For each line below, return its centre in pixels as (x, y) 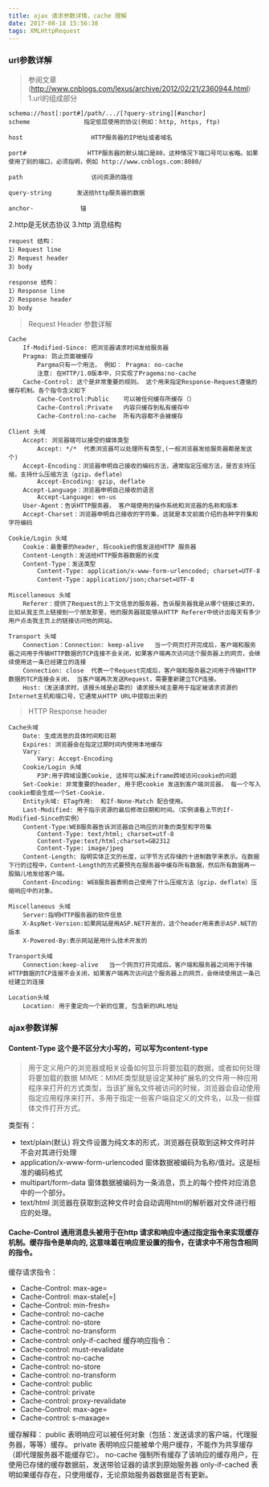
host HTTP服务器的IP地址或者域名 (90, 138)
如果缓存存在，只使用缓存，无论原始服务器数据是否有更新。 (114, 1475)
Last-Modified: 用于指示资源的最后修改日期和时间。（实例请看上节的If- (128, 809)
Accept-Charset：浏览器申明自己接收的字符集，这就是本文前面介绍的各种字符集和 (141, 514)
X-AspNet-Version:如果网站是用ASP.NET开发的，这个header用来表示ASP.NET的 (140, 923)
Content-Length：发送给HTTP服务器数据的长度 (91, 555)
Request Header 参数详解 (70, 323)
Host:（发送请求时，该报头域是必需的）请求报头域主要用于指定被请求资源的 (130, 688)
